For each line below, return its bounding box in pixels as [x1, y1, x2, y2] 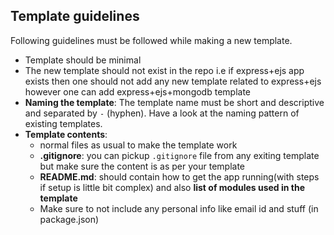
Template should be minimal [24, 54, 142, 66]
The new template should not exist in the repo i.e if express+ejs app [24, 64, 305, 76]
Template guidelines [10, 8, 140, 25]
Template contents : [24, 128, 108, 140]
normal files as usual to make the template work [39, 139, 238, 151]
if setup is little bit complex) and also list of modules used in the [39, 181, 306, 193]
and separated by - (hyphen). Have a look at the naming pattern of [24, 107, 300, 119]
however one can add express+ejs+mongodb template [24, 85, 251, 98]
